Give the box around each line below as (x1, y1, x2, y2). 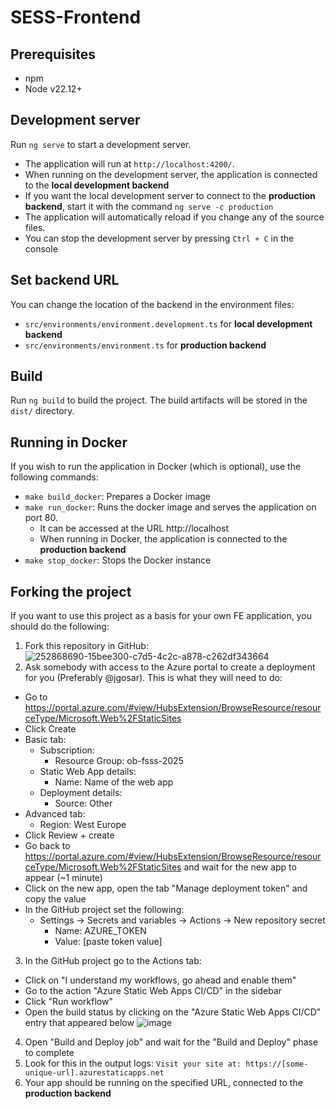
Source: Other (54, 797, 113, 810)
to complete (24, 1047, 75, 1059)
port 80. (24, 512, 58, 524)
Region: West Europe (39, 819, 127, 831)
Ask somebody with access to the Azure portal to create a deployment (24, 661, 316, 673)
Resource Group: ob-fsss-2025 (54, 755, 184, 767)
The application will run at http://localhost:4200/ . (24, 157, 235, 170)
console (24, 242, 58, 255)
